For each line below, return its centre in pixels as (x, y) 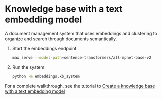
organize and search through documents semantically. (61, 39)
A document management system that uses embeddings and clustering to (81, 33)
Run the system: (29, 67)
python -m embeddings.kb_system (46, 76)
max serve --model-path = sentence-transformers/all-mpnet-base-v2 (81, 57)
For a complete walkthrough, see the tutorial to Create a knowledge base (80, 86)
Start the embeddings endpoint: (45, 48)
